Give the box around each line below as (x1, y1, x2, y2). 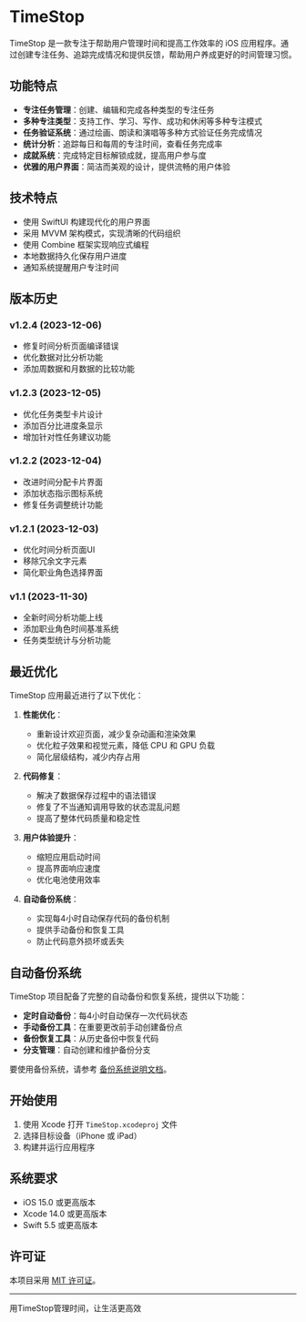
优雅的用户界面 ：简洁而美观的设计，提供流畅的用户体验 (22, 161, 230, 172)
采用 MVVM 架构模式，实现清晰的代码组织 (22, 228, 181, 239)
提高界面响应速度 (36, 863, 101, 874)
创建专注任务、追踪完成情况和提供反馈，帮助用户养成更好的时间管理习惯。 (16, 48, 297, 60)
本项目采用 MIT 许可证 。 (9, 1275, 101, 1286)
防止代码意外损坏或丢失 (36, 936, 125, 947)
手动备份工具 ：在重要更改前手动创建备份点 (22, 1022, 183, 1032)
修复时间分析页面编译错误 (22, 341, 119, 351)
